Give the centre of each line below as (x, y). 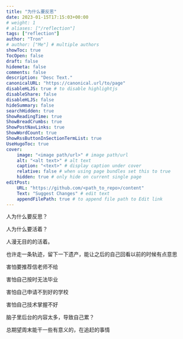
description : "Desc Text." (39, 78)
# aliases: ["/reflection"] (41, 28)
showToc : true (24, 50)
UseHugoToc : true (28, 144)
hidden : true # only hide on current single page (79, 177)
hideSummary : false (30, 105)
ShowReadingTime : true (34, 116)
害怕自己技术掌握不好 (32, 305)
